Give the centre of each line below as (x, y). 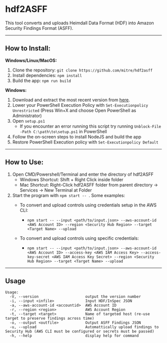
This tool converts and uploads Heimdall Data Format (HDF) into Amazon (80, 23)
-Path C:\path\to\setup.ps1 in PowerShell (63, 131)
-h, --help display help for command (74, 336)
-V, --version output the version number (75, 297)
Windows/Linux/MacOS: (31, 60)
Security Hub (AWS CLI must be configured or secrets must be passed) (80, 332)
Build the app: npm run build (42, 80)
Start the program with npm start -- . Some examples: (69, 195)
